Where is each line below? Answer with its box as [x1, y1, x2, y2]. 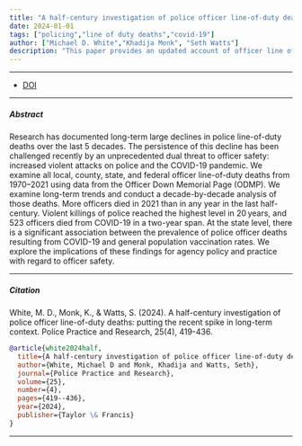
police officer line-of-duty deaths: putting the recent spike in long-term [9, 317, 272, 328]
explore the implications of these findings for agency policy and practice [9, 246, 278, 257]
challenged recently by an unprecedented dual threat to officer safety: [9, 150, 270, 162]
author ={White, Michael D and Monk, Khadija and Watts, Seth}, [17, 361, 259, 370]
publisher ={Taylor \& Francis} [17, 411, 135, 420]
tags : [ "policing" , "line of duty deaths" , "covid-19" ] [9, 30, 216, 39]
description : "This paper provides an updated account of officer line [9, 47, 283, 56]
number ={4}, [17, 386, 63, 395]
